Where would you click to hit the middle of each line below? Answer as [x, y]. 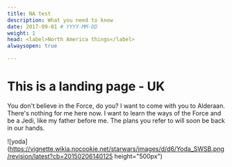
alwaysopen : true [32, 46]
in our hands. [26, 128]
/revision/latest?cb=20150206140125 [60, 156]
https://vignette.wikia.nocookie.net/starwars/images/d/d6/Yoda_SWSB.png [117, 149]
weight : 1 [22, 33]
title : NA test [29, 14]
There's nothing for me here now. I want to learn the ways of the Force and [114, 113]
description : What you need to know [60, 20]
